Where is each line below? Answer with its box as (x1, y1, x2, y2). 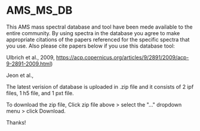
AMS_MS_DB (6, 4, 73, 17)
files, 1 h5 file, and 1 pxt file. (6, 89, 74, 96)
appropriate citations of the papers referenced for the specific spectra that (6, 36, 190, 43)
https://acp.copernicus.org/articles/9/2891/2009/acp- (56, 54, 189, 61)
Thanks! (6, 118, 26, 126)
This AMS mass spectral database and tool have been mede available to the (6, 23, 193, 30)
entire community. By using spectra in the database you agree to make (6, 29, 180, 36)
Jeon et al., (6, 71, 34, 79)
